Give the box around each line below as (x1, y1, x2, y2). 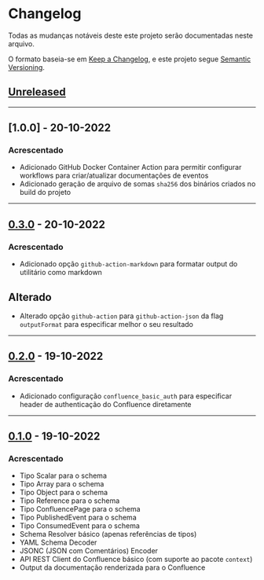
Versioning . (8, 62, 46, 72)
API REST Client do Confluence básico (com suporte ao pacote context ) (19, 555, 253, 564)
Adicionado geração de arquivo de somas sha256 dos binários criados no (19, 179, 256, 189)
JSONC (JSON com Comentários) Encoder (19, 546, 159, 556)
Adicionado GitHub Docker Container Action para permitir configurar (19, 163, 242, 172)
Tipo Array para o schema (19, 479, 104, 489)
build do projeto (19, 188, 71, 197)
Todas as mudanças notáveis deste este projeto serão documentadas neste (8, 31, 254, 40)
